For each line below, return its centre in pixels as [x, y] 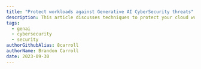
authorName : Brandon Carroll [42, 51]
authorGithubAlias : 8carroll [42, 46]
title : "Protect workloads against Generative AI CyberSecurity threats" [100, 12]
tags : [13, 23]
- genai [21, 28]
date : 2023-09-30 [28, 56]
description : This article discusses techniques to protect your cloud [97, 17]
